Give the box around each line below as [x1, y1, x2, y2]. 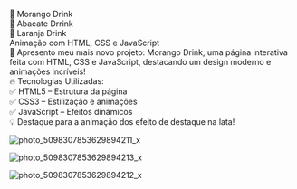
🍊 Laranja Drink [9, 28, 67, 38]
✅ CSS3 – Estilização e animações [9, 96, 138, 107]
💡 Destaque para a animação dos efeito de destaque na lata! [9, 117, 235, 127]
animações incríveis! [9, 66, 86, 77]
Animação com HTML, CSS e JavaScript [9, 37, 160, 48]
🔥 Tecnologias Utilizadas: [9, 76, 104, 86]
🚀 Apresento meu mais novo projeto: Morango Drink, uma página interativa [9, 47, 288, 58]
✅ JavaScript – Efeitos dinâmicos [9, 107, 133, 117]
